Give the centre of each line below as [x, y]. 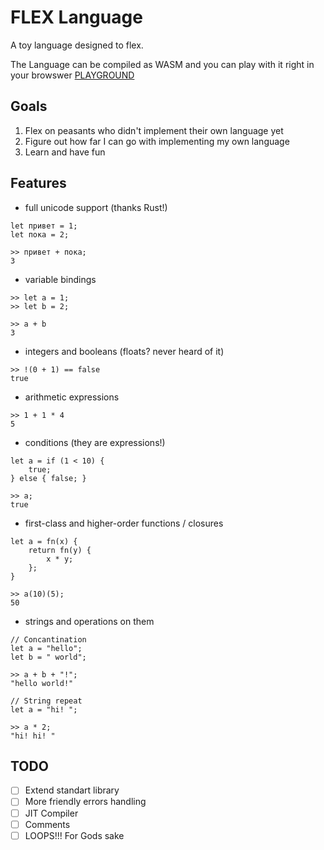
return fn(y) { [60, 550]
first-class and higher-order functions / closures [124, 523]
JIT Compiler [51, 813]
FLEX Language [76, 17]
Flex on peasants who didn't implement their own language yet [154, 130]
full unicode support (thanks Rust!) [96, 207]
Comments [47, 824]
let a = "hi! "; [44, 709]
